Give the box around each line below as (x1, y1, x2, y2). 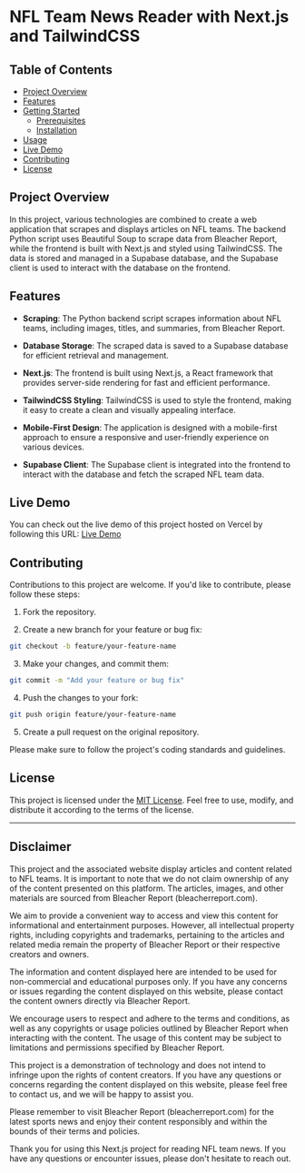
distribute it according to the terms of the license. (9, 804, 194, 815)
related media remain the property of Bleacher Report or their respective (9, 939, 280, 950)
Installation (35, 125, 77, 136)
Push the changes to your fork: (22, 693, 139, 703)
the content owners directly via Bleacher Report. (9, 995, 191, 1006)
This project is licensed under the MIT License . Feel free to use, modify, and (9, 794, 294, 805)
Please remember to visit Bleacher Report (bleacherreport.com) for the (9, 1106, 274, 1117)
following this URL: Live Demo (9, 529, 122, 540)
